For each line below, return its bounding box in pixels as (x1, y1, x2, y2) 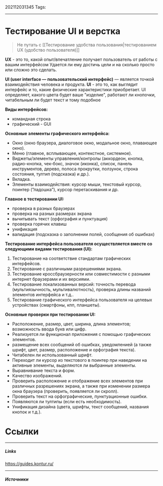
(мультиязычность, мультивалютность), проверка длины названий (12, 286, 151, 292)
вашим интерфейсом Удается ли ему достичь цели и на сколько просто (5, 61, 155, 67)
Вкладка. (12, 176, 31, 182)
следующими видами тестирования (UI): (5, 246, 93, 252)
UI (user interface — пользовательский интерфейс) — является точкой (5, 76, 154, 82)
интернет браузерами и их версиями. (12, 276, 91, 282)
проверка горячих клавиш (12, 221, 67, 227)
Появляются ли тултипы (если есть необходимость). (12, 398, 122, 404)
